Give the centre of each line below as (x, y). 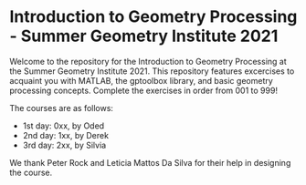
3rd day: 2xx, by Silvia (64, 145)
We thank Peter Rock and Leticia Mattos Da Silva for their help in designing (150, 162)
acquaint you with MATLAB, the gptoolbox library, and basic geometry (142, 80)
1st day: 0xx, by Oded (63, 126)
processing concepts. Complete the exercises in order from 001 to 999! (144, 90)
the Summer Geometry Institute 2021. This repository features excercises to (152, 71)
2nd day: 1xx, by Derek (66, 135)
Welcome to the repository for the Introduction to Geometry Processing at (148, 61)
